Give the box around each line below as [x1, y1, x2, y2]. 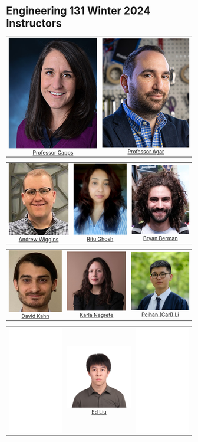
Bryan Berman [143, 234, 178, 241]
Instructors [6, 17, 62, 30]
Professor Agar [127, 148, 164, 155]
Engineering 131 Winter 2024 [6, 4, 151, 18]
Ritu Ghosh [87, 235, 114, 243]
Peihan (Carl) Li [141, 311, 179, 318]
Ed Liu [91, 408, 107, 415]
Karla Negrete [79, 311, 114, 318]
